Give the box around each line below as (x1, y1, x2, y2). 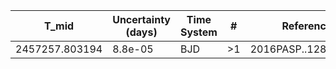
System (179, 25, 218, 39)
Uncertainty (112, 13, 171, 26)
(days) (125, 25, 158, 39)
